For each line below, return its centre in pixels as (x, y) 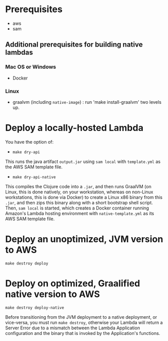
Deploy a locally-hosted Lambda (74, 128)
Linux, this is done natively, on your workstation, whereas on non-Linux (79, 192)
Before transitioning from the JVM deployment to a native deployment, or (81, 317)
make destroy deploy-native (35, 308)
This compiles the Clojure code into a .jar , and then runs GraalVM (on (78, 186)
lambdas (19, 52)
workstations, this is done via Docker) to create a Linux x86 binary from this (84, 197)
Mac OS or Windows (31, 67)
